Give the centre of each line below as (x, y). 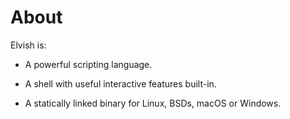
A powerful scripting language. (88, 64)
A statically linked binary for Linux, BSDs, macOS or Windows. (153, 103)
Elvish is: (28, 45)
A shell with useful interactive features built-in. (120, 83)
